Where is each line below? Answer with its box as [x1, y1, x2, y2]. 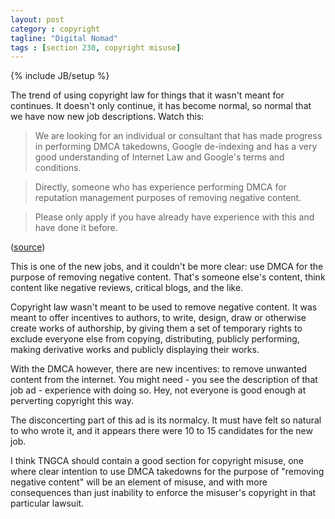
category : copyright [10, 24, 101, 34]
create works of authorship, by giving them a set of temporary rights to [10, 322, 303, 335]
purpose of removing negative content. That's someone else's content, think [10, 271, 326, 283]
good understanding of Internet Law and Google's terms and [34, 151, 285, 163]
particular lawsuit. [10, 497, 85, 510]
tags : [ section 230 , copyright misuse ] [10, 42, 182, 53]
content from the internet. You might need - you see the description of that [10, 374, 318, 386]
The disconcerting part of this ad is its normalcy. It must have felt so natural [10, 414, 322, 426]
